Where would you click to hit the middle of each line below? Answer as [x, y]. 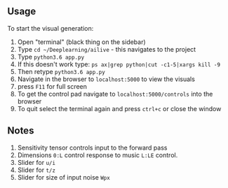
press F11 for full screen [52, 86]
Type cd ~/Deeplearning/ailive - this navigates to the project [107, 49]
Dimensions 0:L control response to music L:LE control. [98, 155]
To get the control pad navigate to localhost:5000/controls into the [115, 94]
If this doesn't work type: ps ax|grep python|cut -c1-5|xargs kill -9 [119, 64]
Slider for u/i [36, 162]
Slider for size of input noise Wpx [63, 177]
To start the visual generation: [51, 28]
